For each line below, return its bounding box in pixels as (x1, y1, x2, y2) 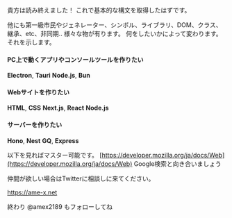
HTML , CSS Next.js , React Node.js (7, 103, 109, 112)
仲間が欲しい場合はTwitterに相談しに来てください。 (7, 174, 155, 183)
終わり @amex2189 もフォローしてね (7, 202, 113, 210)
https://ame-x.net (7, 188, 58, 196)
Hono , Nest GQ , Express (7, 136, 79, 144)
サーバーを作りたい (7, 121, 63, 128)
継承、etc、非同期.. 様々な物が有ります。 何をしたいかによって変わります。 (7, 30, 222, 37)
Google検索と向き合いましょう (133, 159, 222, 168)
